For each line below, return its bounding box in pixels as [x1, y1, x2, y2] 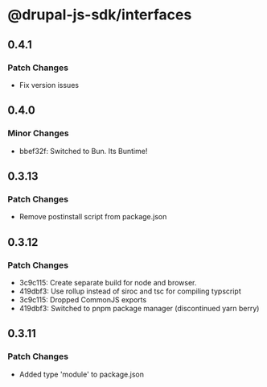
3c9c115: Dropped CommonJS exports [18, 294, 147, 304]
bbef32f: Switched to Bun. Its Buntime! [18, 146, 148, 156]
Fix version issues [18, 80, 80, 89]
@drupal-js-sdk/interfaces [7, 6, 192, 24]
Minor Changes [7, 127, 69, 139]
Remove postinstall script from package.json [18, 212, 167, 222]
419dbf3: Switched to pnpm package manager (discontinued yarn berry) [18, 303, 260, 313]
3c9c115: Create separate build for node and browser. [18, 277, 197, 287]
